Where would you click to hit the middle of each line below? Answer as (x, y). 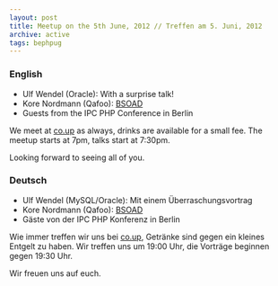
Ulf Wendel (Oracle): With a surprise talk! (98, 94)
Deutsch (28, 181)
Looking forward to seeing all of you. (77, 157)
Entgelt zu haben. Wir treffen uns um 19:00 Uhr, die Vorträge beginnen (139, 246)
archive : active (39, 34)
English (26, 75)
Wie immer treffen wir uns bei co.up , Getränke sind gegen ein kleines (137, 237)
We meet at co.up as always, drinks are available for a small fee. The (136, 130)
